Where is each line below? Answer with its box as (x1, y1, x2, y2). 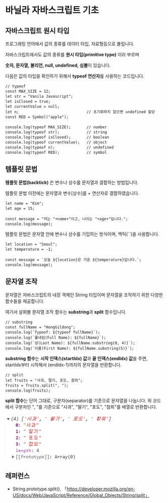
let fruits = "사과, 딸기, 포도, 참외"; (5, 378, 83, 383)
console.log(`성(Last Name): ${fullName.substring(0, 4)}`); (5, 340, 135, 345)
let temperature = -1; (5, 247, 53, 252)
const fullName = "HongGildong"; (5, 325, 76, 330)
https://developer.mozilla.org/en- (66, 486, 135, 492)
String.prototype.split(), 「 (12, 486, 67, 492)
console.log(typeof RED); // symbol (5, 150, 107, 155)
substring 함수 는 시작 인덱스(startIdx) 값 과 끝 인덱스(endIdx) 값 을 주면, (5, 355, 148, 361)
